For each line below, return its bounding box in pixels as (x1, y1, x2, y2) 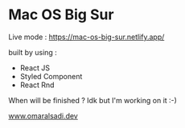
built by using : (8, 47, 58, 57)
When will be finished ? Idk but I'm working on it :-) (8, 95, 177, 105)
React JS (19, 62, 51, 73)
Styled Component (19, 71, 83, 81)
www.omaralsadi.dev (8, 110, 78, 121)
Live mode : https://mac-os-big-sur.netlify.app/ (8, 32, 165, 42)
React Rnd (19, 80, 55, 90)
